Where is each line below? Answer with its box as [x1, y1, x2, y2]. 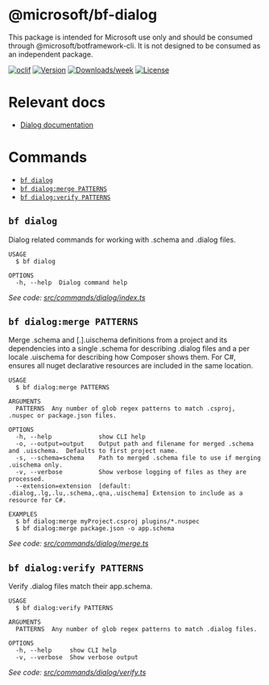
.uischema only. [8, 461, 63, 469]
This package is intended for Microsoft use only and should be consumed [8, 32, 253, 42]
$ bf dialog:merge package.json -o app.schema [15, 525, 175, 533]
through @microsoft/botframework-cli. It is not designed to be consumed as [8, 40, 261, 50]
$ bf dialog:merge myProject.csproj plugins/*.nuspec [15, 517, 200, 525]
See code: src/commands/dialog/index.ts [8, 293, 146, 302]
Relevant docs [8, 93, 106, 112]
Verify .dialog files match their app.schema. [8, 582, 153, 592]
